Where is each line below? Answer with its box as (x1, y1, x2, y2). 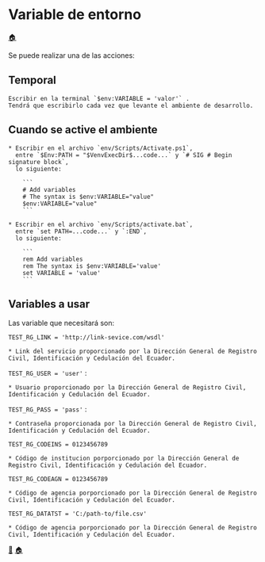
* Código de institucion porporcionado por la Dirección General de (8, 454, 240, 463)
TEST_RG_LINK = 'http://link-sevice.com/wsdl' (8, 334, 165, 342)
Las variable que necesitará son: (8, 319, 115, 328)
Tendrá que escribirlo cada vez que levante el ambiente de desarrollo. (8, 101, 254, 109)
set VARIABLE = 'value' (22, 269, 102, 277)
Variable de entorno (8, 6, 141, 24)
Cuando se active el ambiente (8, 123, 158, 136)
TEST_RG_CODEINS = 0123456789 (8, 441, 109, 449)
